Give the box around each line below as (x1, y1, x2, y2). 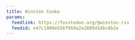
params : (6, 14, 26, 20)
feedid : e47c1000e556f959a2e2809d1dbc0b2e (11, 25, 119, 31)
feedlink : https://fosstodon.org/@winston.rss (11, 19, 130, 25)
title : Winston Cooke (6, 8, 60, 15)
